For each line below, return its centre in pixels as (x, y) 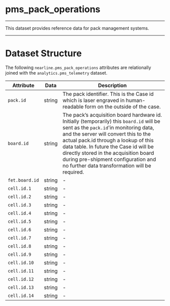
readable (73, 107)
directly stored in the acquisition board (108, 153)
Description (112, 85)
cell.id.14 (21, 296)
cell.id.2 (19, 197)
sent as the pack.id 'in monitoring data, (108, 127)
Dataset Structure (44, 54)
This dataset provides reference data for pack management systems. (77, 28)
